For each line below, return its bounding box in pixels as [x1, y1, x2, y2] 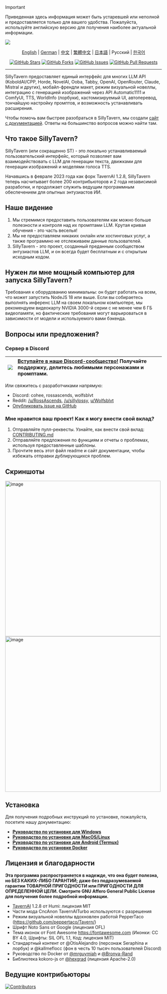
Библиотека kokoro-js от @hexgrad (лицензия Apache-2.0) [12, 956, 136, 962]
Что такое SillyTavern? [5, 134, 78, 143]
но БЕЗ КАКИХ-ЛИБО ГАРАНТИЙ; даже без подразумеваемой [5, 878, 142, 884]
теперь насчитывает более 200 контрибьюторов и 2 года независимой [5, 179, 157, 185]
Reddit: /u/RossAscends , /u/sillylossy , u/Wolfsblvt [12, 398, 114, 403]
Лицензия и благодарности [5, 859, 95, 868]
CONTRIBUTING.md [12, 432, 54, 438]
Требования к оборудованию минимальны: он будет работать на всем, [5, 289, 157, 295]
